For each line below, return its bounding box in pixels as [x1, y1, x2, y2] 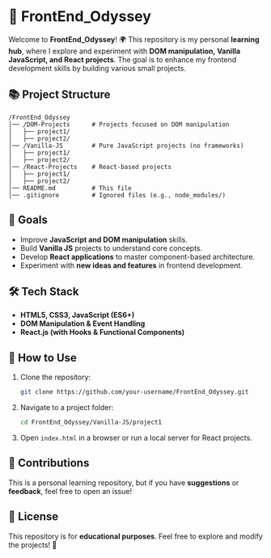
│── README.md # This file [8, 184, 132, 192]
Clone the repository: [19, 372, 91, 383]
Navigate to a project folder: [19, 403, 114, 412]
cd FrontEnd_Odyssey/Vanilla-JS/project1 [19, 418, 162, 427]
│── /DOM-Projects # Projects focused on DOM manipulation [8, 120, 230, 129]
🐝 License [8, 509, 59, 524]
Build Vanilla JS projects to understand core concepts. [19, 243, 203, 253]
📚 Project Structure [8, 88, 111, 102]
